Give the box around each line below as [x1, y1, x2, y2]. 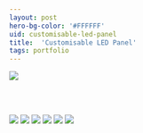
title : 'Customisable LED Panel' [9, 37, 138, 47]
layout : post [9, 12, 58, 22]
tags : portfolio [9, 46, 69, 55]
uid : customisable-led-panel [9, 29, 117, 38]
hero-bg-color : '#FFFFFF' [9, 21, 105, 30]
